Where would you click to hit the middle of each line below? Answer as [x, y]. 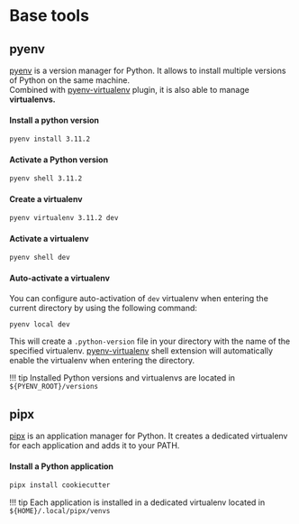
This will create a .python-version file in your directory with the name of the [150, 341]
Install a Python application [62, 466]
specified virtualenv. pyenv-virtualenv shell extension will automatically [141, 351]
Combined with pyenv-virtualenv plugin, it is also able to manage [129, 90]
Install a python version [54, 120]
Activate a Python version [59, 160]
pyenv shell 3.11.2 [46, 179]
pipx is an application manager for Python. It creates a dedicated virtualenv [149, 436]
